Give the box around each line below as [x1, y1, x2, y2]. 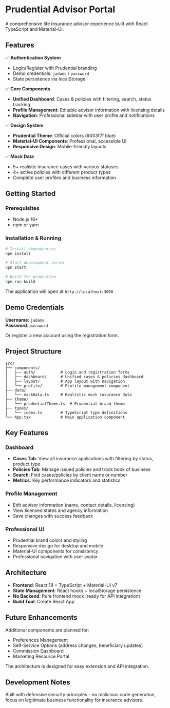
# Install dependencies [5, 246, 56, 251]
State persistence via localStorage [12, 75, 86, 82]
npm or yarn [12, 222, 39, 228]
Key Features [5, 428, 49, 437]
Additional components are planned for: [5, 627, 89, 633]
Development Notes [5, 678, 70, 686]
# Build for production [5, 274, 56, 280]
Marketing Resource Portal [12, 653, 69, 659]
